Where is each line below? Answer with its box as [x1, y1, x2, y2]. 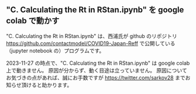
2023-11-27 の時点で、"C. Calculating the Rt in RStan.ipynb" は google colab [6, 60, 190, 67]
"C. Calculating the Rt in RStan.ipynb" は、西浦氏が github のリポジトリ [6, 32, 177, 39]
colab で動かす [6, 16, 60, 26]
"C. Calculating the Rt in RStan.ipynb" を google [6, 5, 184, 15]
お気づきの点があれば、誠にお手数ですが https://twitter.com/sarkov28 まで [6, 74, 185, 81]
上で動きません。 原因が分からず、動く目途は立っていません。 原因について [6, 67, 187, 74]
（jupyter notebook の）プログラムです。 [6, 47, 105, 54]
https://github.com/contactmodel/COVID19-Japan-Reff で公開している [6, 40, 176, 47]
